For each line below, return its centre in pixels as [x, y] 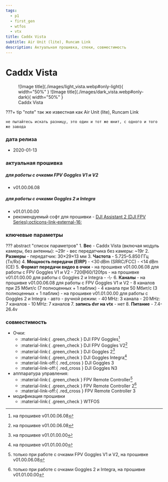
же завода [16, 127]
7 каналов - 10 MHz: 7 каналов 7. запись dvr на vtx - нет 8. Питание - [80, 304]
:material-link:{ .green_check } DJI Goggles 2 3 [68, 351]
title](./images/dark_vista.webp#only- [105, 92]
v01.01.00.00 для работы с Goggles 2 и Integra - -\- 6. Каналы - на [76, 278]
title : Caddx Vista [26, 37]
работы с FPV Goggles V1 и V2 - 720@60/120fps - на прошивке [73, 272]
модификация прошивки [39, 396]
